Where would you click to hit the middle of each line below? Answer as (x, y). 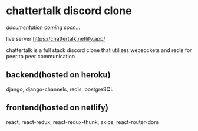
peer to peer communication (41, 56)
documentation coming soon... (43, 27)
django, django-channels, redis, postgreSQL (60, 89)
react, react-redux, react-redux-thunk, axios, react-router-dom (82, 122)
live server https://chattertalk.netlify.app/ (56, 38)
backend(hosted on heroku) (58, 75)
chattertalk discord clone (69, 11)
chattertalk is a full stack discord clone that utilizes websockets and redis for (99, 50)
